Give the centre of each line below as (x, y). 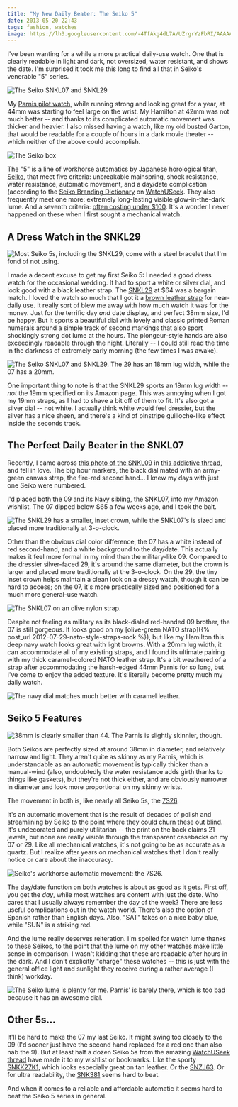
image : (17, 34)
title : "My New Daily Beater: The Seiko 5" (73, 14)
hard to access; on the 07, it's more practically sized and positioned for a (113, 587)
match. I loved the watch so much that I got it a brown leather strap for (110, 298)
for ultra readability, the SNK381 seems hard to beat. (84, 1074)
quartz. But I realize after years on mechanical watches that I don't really (113, 852)
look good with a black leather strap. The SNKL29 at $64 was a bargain (112, 290)
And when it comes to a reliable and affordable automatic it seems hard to (115, 1088)
